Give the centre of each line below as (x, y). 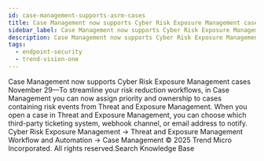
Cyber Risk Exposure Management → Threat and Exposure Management (126, 131)
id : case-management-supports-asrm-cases (77, 15)
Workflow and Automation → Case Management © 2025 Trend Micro (120, 140)
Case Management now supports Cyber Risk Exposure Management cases (130, 81)
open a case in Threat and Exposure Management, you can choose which (127, 115)
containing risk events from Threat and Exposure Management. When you (128, 106)
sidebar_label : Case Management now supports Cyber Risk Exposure (119, 30)
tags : (17, 45)
